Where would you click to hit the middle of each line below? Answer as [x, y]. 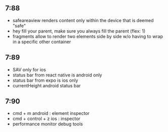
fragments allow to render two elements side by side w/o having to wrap [88, 36]
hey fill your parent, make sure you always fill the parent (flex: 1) [79, 31]
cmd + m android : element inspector [51, 113]
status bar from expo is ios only [45, 80]
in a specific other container [42, 42]
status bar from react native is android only [57, 75]
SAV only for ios [29, 69]
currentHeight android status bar [46, 85]
